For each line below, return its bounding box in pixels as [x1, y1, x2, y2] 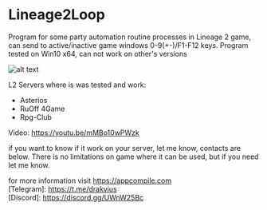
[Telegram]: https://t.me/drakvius [8, 184, 117, 193]
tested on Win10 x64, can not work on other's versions [8, 49, 187, 58]
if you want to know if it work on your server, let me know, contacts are [8, 143, 241, 153]
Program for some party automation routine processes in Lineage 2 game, [8, 32, 252, 42]
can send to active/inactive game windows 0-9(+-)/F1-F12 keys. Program [8, 40, 249, 50]
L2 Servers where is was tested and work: [8, 80, 147, 89]
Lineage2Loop [8, 6, 105, 24]
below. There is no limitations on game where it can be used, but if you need [8, 152, 259, 161]
